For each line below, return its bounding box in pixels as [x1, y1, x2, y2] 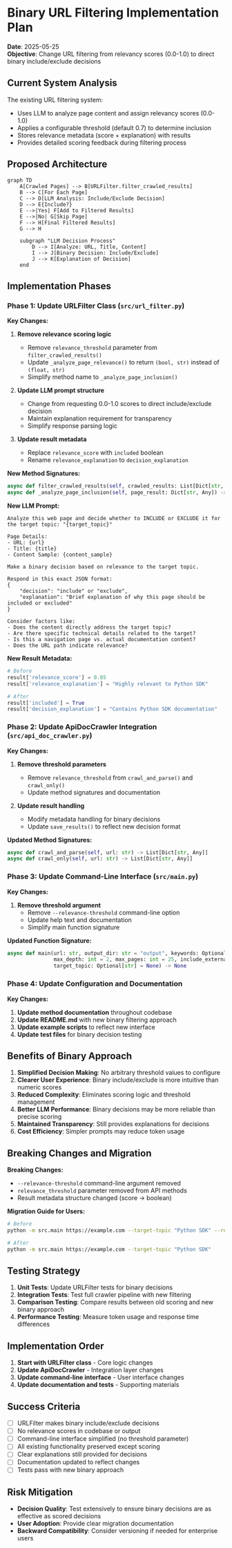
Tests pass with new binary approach [17, 1466, 124, 1474]
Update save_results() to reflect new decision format [27, 822, 181, 831]
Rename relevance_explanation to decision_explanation [27, 456, 188, 464]
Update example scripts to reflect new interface [17, 1022, 155, 1031]
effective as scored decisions [17, 1512, 101, 1520]
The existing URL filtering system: [7, 95, 104, 104]
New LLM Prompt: [7, 501, 60, 510]
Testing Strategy [7, 1265, 81, 1277]
